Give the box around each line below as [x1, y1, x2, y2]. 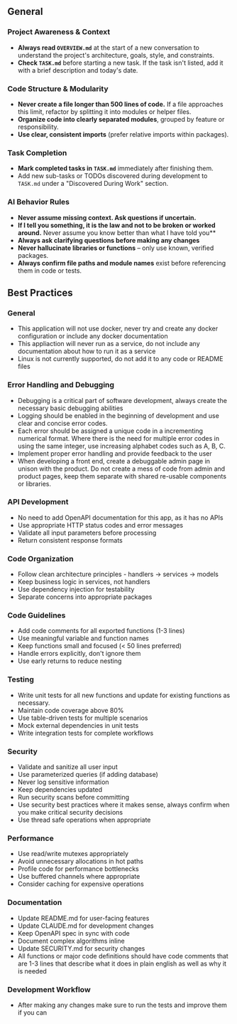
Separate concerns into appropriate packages [17, 592, 153, 601]
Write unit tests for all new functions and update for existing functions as [17, 691, 231, 699]
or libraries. [17, 479, 52, 488]
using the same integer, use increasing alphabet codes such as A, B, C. [17, 442, 226, 450]
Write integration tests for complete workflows [17, 728, 154, 737]
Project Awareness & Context [7, 27, 111, 37]
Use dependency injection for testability [17, 585, 135, 594]
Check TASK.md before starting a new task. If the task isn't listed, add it [17, 58, 224, 67]
